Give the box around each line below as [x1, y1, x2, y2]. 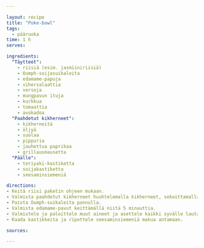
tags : [6, 25, 20, 32]
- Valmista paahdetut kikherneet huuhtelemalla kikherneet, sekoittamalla [6, 194, 200, 200]
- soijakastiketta [17, 166, 64, 172]
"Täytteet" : [12, 59, 42, 65]
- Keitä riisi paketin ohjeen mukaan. [6, 189, 104, 195]
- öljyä [17, 127, 36, 133]
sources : [6, 227, 29, 233]
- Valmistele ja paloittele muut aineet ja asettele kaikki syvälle [6, 210, 183, 217]
